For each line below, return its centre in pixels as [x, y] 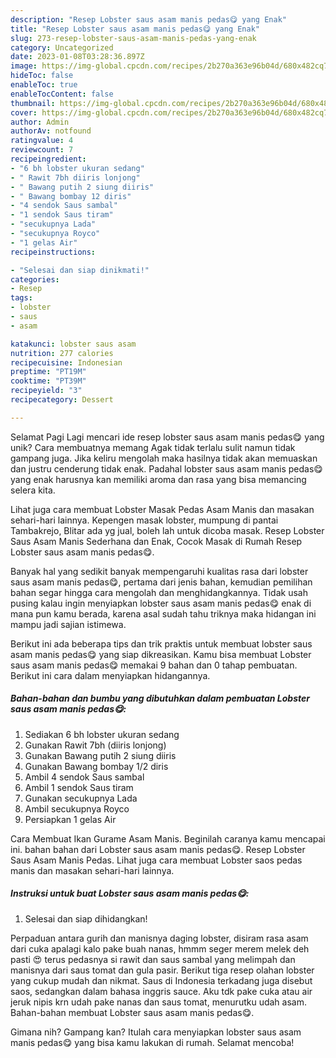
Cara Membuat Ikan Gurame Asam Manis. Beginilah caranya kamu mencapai [168, 838]
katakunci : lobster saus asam [73, 344]
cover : [24, 112]
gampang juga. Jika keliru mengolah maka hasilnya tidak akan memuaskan [164, 458]
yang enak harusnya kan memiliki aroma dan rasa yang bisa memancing [158, 479]
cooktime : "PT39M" [48, 381]
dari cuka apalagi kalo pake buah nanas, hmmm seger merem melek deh [160, 948]
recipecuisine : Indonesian [66, 362]
